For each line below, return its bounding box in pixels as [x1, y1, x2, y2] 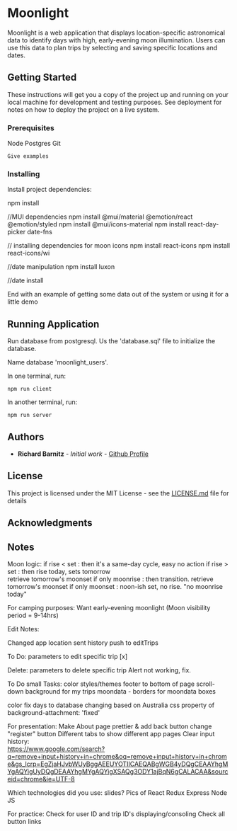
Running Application [7, 318, 100, 330]
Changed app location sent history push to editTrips [7, 638, 159, 647]
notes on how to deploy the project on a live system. [7, 105, 160, 114]
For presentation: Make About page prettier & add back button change [7, 722, 212, 730]
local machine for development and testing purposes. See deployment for [7, 98, 222, 106]
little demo [7, 297, 38, 306]
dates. [7, 51, 26, 59]
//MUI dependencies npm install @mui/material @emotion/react [7, 212, 193, 221]
